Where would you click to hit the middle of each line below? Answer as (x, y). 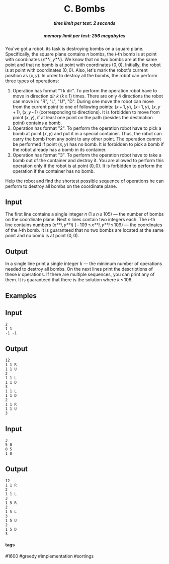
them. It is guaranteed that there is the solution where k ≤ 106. (69, 280)
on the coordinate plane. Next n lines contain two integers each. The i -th (80, 220)
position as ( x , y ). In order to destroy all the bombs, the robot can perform (81, 75)
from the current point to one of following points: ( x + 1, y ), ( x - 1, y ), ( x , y (86, 107)
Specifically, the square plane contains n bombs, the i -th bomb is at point (81, 54)
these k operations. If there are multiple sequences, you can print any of (80, 274)
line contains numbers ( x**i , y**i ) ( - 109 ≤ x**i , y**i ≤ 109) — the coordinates (84, 225)
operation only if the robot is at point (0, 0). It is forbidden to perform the (87, 166)
